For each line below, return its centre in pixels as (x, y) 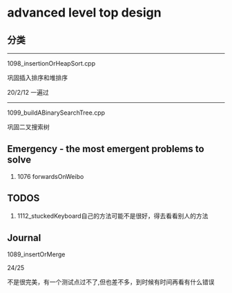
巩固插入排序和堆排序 (37, 78)
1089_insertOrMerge (36, 254)
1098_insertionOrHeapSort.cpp (51, 63)
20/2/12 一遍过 (28, 92)
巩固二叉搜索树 (28, 127)
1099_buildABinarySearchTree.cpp (56, 113)
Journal (24, 238)
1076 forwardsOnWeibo (50, 176)
